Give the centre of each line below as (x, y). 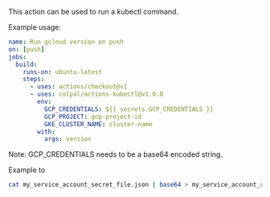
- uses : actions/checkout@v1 (78, 87)
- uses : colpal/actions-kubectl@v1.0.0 (96, 94)
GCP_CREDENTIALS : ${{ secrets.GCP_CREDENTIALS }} (129, 109)
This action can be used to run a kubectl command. (94, 12)
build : (27, 64)
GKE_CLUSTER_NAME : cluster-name (98, 124)
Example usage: (35, 27)
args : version (67, 139)
